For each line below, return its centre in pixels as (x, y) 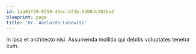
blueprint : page (26, 17)
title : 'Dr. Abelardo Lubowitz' (47, 23)
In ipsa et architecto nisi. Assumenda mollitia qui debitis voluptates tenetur (98, 40)
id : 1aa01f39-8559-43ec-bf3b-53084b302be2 (60, 12)
